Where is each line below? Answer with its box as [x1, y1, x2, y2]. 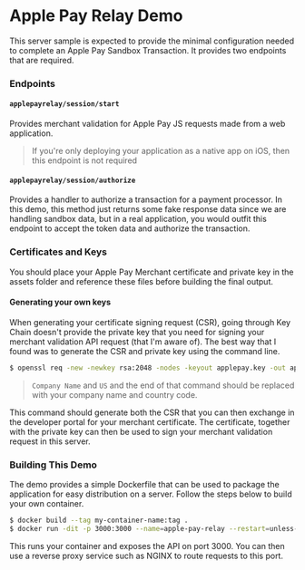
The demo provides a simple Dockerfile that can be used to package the [9, 478, 280, 489]
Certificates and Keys [9, 246, 107, 258]
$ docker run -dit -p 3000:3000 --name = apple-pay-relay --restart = [9, 524, 271, 533]
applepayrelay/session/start [9, 100, 120, 109]
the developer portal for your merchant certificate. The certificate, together [9, 416, 290, 427]
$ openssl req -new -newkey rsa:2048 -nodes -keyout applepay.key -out [9, 363, 286, 372]
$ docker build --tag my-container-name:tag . [9, 516, 189, 525]
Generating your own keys [9, 296, 112, 308]
